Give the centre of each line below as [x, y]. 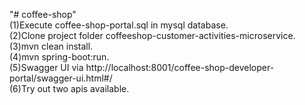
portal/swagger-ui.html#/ [61, 78]
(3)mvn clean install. [51, 46]
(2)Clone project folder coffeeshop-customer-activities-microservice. [152, 35]
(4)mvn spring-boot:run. [59, 57]
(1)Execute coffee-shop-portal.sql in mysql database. [119, 25]
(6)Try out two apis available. [69, 88]
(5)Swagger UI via [46, 67]
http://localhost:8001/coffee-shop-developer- [180, 67]
